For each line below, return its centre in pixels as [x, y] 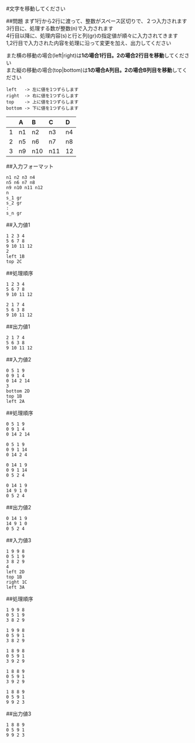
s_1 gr [14, 198]
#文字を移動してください [36, 8]
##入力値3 [19, 540]
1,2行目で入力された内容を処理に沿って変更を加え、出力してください [89, 43]
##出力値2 [19, 507]
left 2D [16, 572]
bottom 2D [18, 391]
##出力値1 [18, 326]
